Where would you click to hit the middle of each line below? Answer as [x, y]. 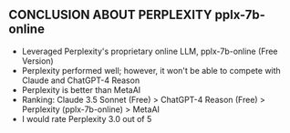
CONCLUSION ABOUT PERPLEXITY [110, 15]
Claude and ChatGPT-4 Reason [81, 80]
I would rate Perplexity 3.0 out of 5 [87, 118]
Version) [37, 61]
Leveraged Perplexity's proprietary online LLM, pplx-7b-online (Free [150, 51]
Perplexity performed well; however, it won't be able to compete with [151, 70]
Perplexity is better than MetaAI [81, 89]
